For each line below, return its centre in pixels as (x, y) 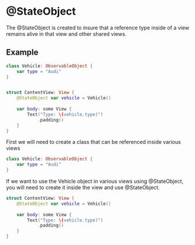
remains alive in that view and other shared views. (66, 33)
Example (22, 53)
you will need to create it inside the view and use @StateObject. (83, 187)
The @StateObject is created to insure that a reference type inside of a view (97, 28)
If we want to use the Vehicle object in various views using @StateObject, (95, 181)
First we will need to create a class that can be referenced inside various (94, 142)
